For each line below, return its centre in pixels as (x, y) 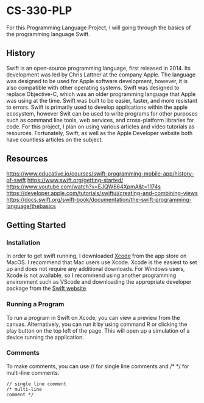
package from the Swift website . (47, 289)
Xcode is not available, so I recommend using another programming (91, 275)
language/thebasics (31, 206)
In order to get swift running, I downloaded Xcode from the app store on (97, 256)
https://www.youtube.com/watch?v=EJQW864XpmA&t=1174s (84, 187)
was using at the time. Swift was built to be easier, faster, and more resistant (102, 100)
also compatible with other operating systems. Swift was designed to (93, 87)
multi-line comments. (33, 372)
